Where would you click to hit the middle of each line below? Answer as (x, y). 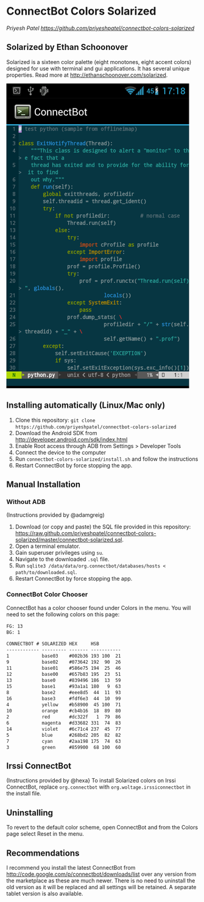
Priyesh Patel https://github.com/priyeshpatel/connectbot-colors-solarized (100, 28)
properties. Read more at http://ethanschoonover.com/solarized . (87, 75)
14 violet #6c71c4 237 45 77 (64, 729)
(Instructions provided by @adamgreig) (55, 515)
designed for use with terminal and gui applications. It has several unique (98, 68)
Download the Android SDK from (56, 433)
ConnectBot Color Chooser (47, 594)
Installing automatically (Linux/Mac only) (86, 406)
